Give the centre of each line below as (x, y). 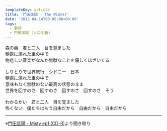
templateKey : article (28, 10)
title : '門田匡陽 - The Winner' (37, 14)
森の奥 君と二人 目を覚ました (38, 48)
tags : (11, 24)
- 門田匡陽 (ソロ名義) (30, 33)
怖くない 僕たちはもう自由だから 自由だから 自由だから (66, 108)
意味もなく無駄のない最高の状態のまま (44, 84)
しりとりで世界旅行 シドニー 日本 (42, 72)
